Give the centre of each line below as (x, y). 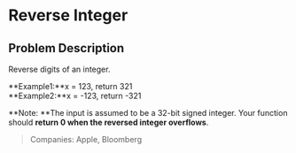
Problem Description (66, 48)
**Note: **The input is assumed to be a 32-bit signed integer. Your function (148, 113)
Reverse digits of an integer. (59, 69)
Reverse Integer (68, 15)
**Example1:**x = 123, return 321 (70, 86)
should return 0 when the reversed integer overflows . (109, 122)
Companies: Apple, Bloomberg (86, 139)
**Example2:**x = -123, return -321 (75, 96)
